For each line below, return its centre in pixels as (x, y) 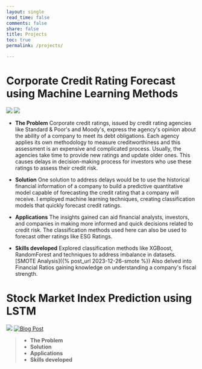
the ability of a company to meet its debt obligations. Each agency (97, 136)
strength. (26, 273)
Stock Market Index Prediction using (99, 298)
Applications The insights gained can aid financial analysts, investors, (102, 217)
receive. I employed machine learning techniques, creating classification (105, 199)
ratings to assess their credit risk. (56, 168)
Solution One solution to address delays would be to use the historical (102, 180)
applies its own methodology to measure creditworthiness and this (98, 142)
